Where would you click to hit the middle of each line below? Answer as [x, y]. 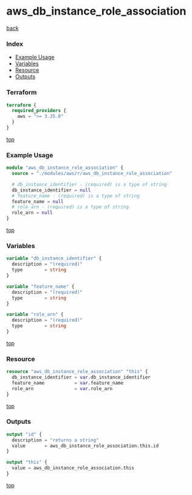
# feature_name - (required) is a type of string [76, 196]
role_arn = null [32, 213]
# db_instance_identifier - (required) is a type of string [89, 184]
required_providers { [39, 111]
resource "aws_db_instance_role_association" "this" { [77, 372]
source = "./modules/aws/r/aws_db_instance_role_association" [92, 174]
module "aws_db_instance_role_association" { [65, 168]
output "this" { [27, 462]
